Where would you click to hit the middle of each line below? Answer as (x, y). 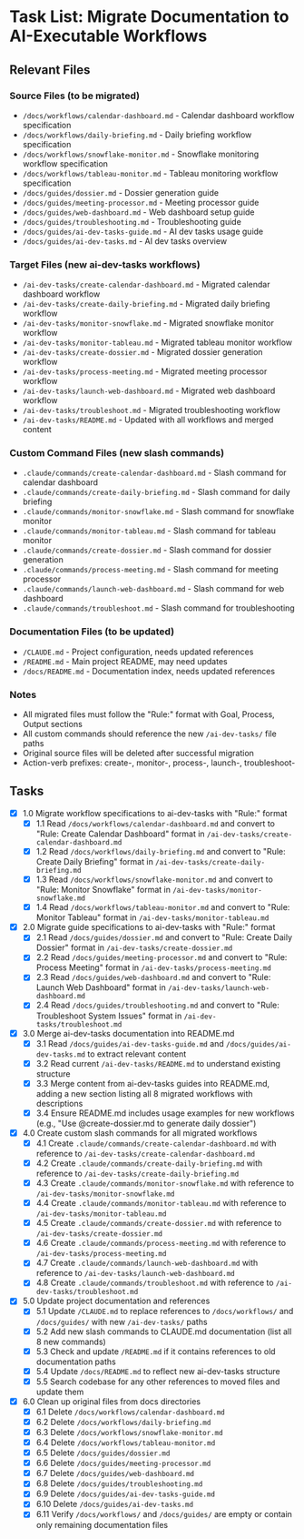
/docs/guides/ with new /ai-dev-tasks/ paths (122, 1321)
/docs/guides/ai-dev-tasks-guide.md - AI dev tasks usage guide (143, 231)
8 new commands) (71, 1342)
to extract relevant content (137, 1054)
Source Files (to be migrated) (75, 96)
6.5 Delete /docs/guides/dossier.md (103, 1453)
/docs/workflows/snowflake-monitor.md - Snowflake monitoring (141, 154)
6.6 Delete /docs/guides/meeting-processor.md (123, 1463)
